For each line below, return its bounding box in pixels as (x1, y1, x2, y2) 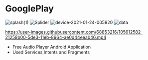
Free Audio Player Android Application (12, 44, 91, 50)
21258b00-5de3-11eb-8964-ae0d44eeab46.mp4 (5, 34, 107, 40)
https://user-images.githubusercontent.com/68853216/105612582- (5, 29, 143, 35)
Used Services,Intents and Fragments (12, 49, 90, 55)
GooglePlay (5, 3, 54, 14)
